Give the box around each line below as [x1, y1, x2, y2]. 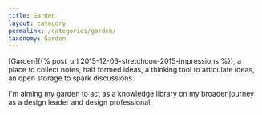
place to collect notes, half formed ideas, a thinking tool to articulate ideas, [8, 65, 255, 75]
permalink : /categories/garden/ [8, 27, 116, 35]
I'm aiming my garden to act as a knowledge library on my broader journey [8, 89, 255, 99]
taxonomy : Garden [8, 34, 67, 43]
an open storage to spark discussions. [8, 73, 135, 83]
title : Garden [8, 11, 56, 20]
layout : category [8, 19, 67, 27]
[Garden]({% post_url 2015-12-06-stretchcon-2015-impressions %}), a [8, 56, 242, 66]
